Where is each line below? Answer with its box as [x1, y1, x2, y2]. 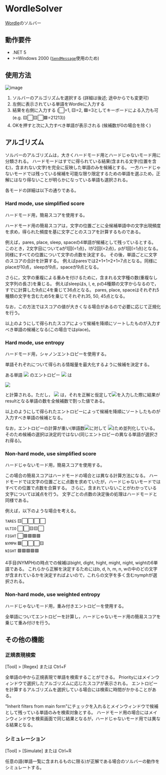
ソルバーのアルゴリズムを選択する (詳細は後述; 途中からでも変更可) [12, 95, 149, 100]
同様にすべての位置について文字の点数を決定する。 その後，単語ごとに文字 [5, 251, 158, 257]
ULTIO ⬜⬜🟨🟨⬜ [5, 526, 44, 532]
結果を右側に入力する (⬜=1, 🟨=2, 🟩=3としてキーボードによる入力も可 [12, 107, 159, 113]
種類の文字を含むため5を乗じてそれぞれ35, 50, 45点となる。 [5, 293, 128, 299]
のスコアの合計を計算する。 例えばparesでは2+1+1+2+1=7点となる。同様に [5, 258, 158, 264]
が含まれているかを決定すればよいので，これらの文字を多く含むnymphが [5, 572, 153, 578]
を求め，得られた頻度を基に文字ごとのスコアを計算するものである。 [5, 229, 144, 235]
